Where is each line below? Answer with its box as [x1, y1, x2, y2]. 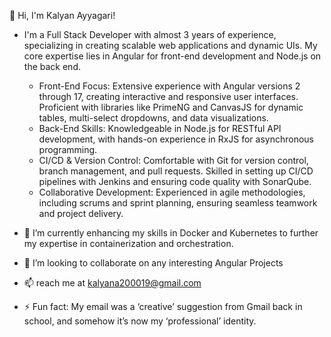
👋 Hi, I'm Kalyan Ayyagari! [9, 10, 116, 21]
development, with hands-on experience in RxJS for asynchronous [38, 133, 315, 145]
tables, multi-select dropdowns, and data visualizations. [38, 112, 269, 124]
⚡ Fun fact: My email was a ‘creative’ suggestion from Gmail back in [23, 301, 303, 312]
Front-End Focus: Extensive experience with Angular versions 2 [38, 80, 301, 92]
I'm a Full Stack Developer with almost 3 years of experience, [23, 29, 277, 40]
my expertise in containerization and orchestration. [23, 238, 234, 249]
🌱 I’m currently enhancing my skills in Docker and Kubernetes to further [23, 227, 319, 239]
